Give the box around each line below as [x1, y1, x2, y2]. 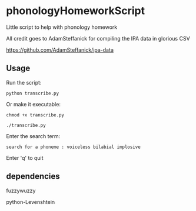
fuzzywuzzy [6, 187, 36, 194]
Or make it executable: [6, 101, 61, 108]
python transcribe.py [6, 90, 59, 96]
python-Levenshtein [6, 198, 55, 205]
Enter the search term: [6, 132, 61, 139]
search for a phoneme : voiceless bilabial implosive [6, 144, 141, 150]
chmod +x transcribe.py [6, 112, 65, 118]
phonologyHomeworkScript [6, 4, 145, 18]
